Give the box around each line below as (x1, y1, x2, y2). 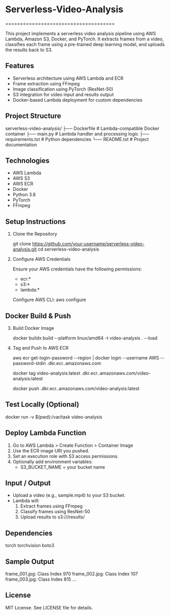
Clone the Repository (12, 231, 58, 237)
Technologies (5, 156, 50, 165)
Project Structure (5, 111, 61, 121)
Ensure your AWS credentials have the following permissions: (12, 266, 142, 272)
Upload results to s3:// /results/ (20, 514, 85, 520)
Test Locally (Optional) (5, 400, 79, 409)
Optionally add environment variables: (12, 459, 93, 465)
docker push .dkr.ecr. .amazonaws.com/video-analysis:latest (12, 385, 140, 392)
